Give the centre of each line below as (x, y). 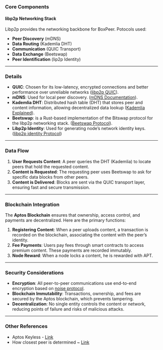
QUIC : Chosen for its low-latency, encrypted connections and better (80, 87)
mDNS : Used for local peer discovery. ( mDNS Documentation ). (75, 97)
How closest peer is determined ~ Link (51, 342)
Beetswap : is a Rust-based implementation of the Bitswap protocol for (82, 118)
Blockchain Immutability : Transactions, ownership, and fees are (76, 294)
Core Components (27, 7)
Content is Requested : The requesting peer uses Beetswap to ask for (82, 172)
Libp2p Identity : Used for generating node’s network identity (73, 129)
